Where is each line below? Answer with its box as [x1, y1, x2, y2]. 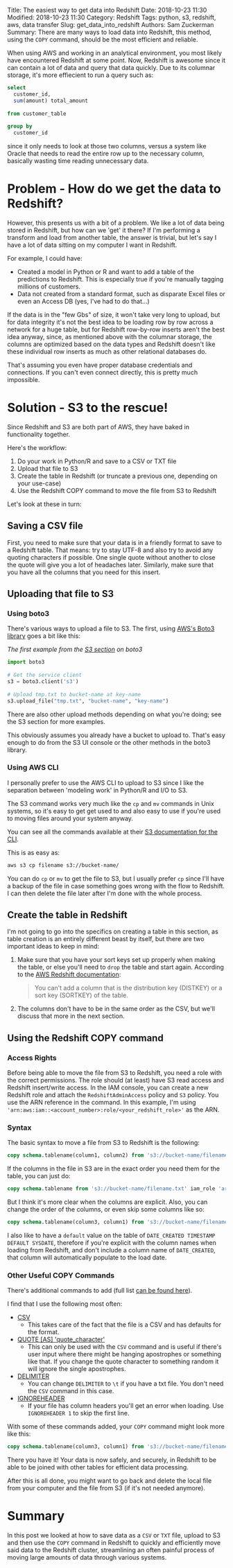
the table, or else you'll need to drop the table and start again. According [17, 963, 224, 972]
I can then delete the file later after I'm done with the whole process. [7, 889, 202, 897]
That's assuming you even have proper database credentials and [7, 361, 193, 369]
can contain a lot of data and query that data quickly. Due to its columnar [7, 64, 216, 71]
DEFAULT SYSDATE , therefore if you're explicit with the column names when [7, 1239, 216, 1247]
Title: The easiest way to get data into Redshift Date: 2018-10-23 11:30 [7, 6, 207, 14]
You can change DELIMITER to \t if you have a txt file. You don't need [27, 1379, 224, 1388]
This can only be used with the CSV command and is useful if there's [27, 1343, 222, 1351]
